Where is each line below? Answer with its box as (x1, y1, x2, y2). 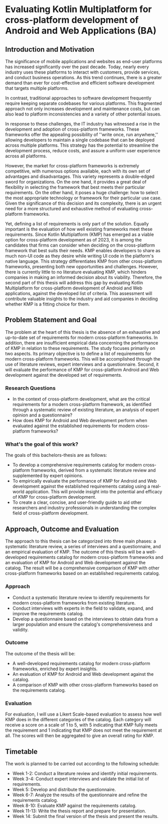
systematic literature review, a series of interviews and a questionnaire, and (5, 544, 161, 550)
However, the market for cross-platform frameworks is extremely (5, 163, 139, 168)
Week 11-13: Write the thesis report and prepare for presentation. (12, 808, 146, 814)
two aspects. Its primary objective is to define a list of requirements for (5, 350, 151, 357)
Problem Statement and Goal (5, 316, 97, 324)
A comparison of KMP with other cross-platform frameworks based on (12, 682, 158, 688)
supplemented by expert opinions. (12, 473, 84, 479)
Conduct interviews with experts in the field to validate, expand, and (12, 605, 153, 611)
